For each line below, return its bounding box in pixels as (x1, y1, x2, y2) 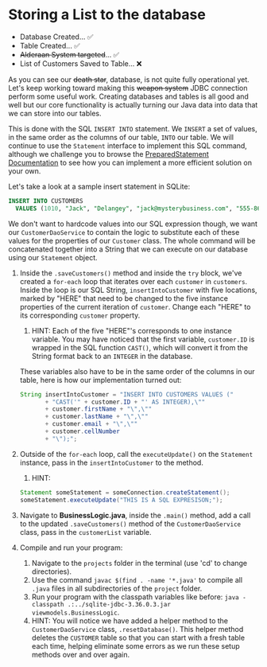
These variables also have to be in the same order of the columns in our (19, 366, 256, 376)
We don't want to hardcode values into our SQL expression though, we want (8, 219, 258, 228)
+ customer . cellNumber (44, 427, 121, 435)
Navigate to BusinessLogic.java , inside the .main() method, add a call (19, 510, 251, 520)
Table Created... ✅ (19, 41, 81, 50)
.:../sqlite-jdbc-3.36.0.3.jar (67, 600, 171, 608)
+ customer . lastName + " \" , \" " (44, 412, 149, 421)
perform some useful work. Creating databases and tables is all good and (8, 92, 249, 101)
